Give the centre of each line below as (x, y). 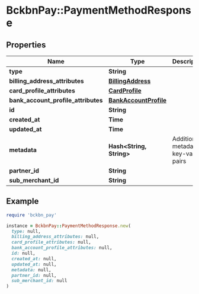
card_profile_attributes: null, (52, 242)
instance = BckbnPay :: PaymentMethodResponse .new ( (69, 226)
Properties (26, 45)
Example (23, 201)
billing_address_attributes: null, (55, 237)
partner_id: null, (34, 275)
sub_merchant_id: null (39, 281)
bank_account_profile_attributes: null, (62, 248)
